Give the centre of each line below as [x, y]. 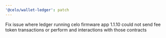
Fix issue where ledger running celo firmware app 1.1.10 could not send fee [83, 24]
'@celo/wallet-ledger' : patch [37, 10]
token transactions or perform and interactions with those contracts [76, 30]
